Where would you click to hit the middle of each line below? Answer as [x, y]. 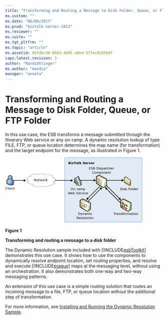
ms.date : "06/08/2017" [29, 21]
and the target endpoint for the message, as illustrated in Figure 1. [73, 151]
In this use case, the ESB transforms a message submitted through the [78, 135]
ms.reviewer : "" [22, 32]
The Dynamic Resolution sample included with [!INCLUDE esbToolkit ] [76, 250]
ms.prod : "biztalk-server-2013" [39, 27]
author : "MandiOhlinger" [31, 63]
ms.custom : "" [20, 16]
